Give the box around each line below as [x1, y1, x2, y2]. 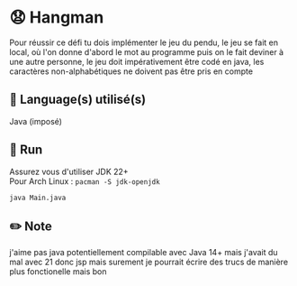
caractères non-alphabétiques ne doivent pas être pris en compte [9, 66, 254, 77]
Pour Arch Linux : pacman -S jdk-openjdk [9, 175, 160, 187]
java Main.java [9, 193, 67, 202]
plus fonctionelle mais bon [9, 266, 107, 277]
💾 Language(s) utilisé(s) [9, 92, 147, 107]
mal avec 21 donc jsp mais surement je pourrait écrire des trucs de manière [9, 256, 289, 268]
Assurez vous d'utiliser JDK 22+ [9, 166, 129, 177]
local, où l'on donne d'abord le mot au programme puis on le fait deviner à [9, 46, 284, 57]
